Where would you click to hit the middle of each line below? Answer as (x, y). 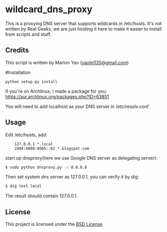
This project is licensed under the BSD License (54, 224)
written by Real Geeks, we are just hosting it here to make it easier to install (83, 28)
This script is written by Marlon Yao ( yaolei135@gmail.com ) (67, 63)
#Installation (18, 72)
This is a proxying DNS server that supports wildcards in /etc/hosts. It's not (83, 23)
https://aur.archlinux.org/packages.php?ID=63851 (57, 96)
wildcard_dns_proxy (49, 9)
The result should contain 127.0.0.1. (41, 196)
